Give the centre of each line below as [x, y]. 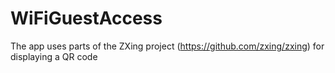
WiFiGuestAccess [86, 18]
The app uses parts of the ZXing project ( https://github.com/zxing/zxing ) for [167, 46]
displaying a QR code [54, 56]
